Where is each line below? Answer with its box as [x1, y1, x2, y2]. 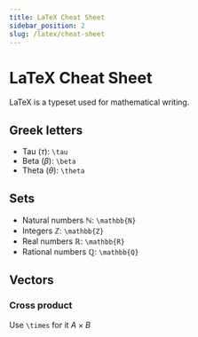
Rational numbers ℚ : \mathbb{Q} [21, 246, 139, 257]
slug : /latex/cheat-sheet [9, 29, 105, 38]
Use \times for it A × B [9, 319, 91, 330]
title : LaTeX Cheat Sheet [9, 12, 105, 22]
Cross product [9, 299, 73, 311]
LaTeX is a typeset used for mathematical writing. [9, 97, 190, 107]
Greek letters [9, 122, 83, 137]
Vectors [9, 272, 54, 288]
